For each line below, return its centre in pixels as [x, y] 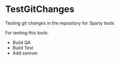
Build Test [23, 47]
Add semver [25, 53]
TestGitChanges [40, 9]
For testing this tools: [27, 32]
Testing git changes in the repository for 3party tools [60, 23]
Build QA [22, 42]
